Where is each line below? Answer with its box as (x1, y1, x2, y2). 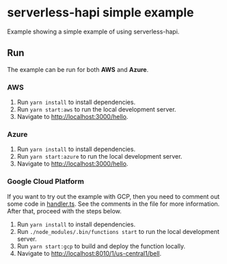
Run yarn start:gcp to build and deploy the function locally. (16, 241, 186, 250)
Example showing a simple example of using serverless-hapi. (7, 27, 180, 36)
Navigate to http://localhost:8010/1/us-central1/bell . (16, 249, 162, 257)
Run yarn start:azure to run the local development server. (16, 153, 183, 161)
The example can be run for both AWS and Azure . (7, 65, 149, 73)
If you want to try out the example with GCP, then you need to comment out (7, 192, 220, 200)
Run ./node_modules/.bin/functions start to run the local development (16, 227, 220, 235)
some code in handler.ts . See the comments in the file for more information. (7, 200, 220, 208)
